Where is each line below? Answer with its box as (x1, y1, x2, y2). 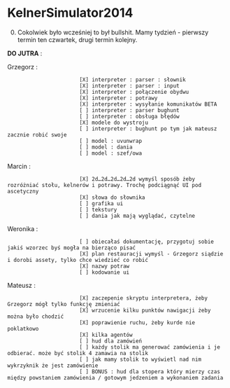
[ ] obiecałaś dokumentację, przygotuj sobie (79, 238, 215, 245)
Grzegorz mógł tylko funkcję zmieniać (7, 300, 120, 307)
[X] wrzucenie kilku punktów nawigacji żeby (79, 307, 211, 314)
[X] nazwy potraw (79, 263, 130, 270)
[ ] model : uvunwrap (79, 137, 142, 144)
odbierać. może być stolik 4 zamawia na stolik (7, 349, 149, 356)
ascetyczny (7, 188, 39, 195)
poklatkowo (7, 325, 39, 332)
